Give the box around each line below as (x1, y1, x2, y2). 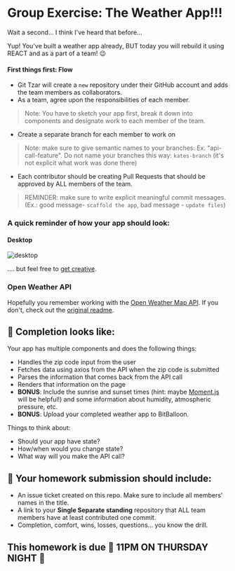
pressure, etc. (17, 403, 58, 411)
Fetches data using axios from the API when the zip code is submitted (17, 366, 220, 374)
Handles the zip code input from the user (17, 358, 137, 366)
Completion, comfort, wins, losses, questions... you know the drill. (17, 521, 208, 530)
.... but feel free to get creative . (7, 265, 97, 273)
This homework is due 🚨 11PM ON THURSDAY (7, 541, 209, 553)
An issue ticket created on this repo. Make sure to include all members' (17, 491, 223, 500)
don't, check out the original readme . (7, 305, 114, 314)
